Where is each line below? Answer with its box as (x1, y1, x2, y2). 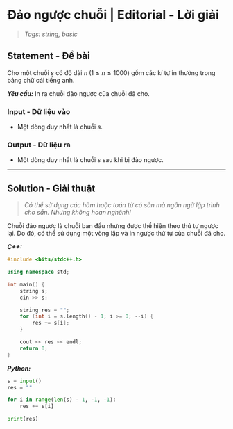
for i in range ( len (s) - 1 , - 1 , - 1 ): (7, 396, 116, 403)
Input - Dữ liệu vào (7, 106, 71, 116)
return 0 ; (19, 345, 49, 352)
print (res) (7, 416, 39, 423)
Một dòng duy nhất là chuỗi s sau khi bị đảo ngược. (17, 156, 164, 164)
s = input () (7, 378, 42, 385)
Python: (7, 364, 31, 372)
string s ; (19, 287, 49, 295)
